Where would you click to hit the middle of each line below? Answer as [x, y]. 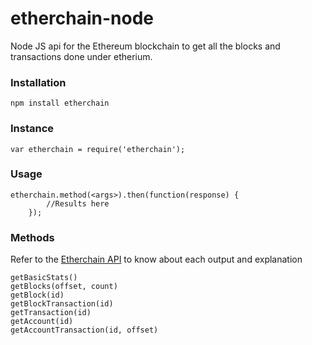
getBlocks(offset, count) [64, 287]
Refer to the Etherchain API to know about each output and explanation [156, 259]
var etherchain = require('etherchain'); [98, 149]
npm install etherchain [60, 103]
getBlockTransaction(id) [62, 304]
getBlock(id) [37, 295]
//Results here [78, 203]
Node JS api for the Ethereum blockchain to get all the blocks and [145, 46]
